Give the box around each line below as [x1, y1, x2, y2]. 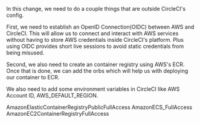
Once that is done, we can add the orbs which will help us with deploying [6, 67, 189, 75]
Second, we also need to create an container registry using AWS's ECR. [6, 61, 185, 68]
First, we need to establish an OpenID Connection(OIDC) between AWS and [6, 24, 195, 30]
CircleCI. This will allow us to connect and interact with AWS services [6, 30, 179, 37]
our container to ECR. [6, 74, 60, 81]
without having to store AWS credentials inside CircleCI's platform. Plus [6, 36, 184, 43]
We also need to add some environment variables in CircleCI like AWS [6, 85, 180, 93]
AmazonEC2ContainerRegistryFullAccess [6, 110, 109, 117]
